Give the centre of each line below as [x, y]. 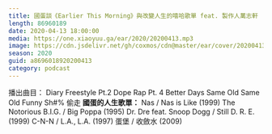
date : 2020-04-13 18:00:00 [54, 31]
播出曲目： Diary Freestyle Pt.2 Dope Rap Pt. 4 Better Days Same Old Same [134, 92]
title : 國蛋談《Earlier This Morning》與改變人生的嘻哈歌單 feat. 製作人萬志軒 [134, 16]
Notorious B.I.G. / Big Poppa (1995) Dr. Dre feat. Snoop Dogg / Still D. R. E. [132, 111]
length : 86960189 [38, 23]
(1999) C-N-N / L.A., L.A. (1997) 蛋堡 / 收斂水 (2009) [96, 121]
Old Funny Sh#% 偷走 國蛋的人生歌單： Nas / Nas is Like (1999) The [122, 103]
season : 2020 [30, 53]
